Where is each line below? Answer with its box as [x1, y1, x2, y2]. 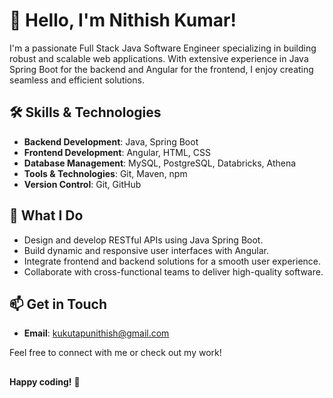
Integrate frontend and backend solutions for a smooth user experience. [23, 255, 322, 267]
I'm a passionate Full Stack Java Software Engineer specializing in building [9, 42, 317, 54]
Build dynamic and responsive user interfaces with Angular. [23, 244, 269, 256]
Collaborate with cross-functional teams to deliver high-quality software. [23, 265, 324, 278]
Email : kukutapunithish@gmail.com [23, 327, 170, 339]
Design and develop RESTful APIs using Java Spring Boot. [23, 234, 264, 246]
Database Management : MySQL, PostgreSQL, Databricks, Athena [23, 157, 297, 169]
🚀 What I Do [9, 207, 84, 224]
